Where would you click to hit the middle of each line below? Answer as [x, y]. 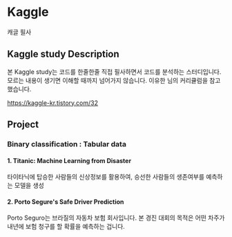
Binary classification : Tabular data [67, 144]
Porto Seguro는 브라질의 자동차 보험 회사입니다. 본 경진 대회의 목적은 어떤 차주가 [116, 218]
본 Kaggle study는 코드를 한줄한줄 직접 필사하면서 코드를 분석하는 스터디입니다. [114, 72]
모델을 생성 [29, 186]
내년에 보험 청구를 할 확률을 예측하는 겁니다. [66, 227]
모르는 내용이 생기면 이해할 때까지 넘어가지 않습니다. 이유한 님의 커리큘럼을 [108, 80]
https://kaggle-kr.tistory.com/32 [53, 103]
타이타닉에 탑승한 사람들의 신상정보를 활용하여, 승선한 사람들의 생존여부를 [106, 177]
